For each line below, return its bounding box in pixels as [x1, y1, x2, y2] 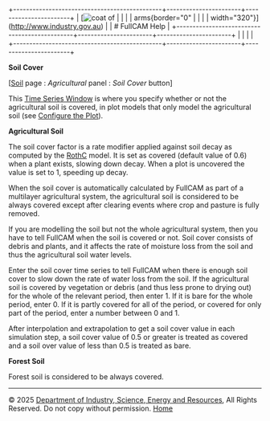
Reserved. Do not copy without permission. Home [8, 403, 174, 413]
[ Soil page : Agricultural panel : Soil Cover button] [8, 78, 173, 88]
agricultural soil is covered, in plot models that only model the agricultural [8, 102, 252, 112]
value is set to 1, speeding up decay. [8, 168, 129, 177]
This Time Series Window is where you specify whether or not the [8, 94, 227, 103]
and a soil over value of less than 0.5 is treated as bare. [8, 341, 191, 350]
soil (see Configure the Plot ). [8, 111, 104, 121]
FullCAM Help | [120, 22, 170, 31]
